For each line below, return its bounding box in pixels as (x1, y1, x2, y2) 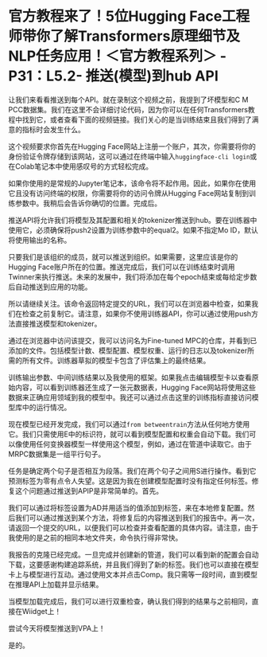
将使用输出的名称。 (8, 235, 72, 244)
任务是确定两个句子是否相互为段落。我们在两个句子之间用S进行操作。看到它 (8, 466, 257, 475)
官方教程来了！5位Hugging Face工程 (8, 7, 250, 25)
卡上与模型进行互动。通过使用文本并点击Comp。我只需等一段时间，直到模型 (8, 569, 258, 579)
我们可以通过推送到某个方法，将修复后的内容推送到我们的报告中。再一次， (14, 513, 259, 522)
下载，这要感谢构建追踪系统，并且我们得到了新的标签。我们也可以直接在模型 (8, 559, 259, 569)
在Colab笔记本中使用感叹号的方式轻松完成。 (8, 161, 153, 171)
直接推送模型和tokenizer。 (14, 319, 102, 328)
